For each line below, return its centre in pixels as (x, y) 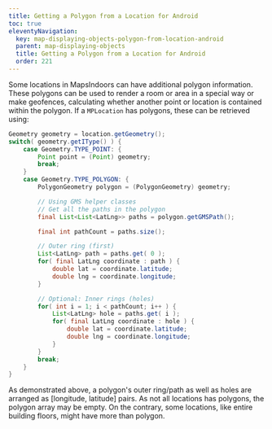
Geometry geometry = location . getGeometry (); (87, 134)
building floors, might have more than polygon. (87, 416)
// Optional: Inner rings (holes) (96, 299)
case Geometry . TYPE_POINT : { (72, 149)
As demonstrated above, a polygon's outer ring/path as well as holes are (130, 390)
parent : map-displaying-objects (71, 46)
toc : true (25, 24)
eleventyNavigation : (44, 31)
